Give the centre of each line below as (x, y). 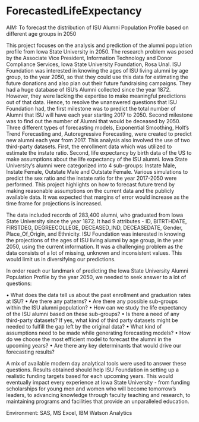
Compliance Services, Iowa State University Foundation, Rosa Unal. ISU (94, 64)
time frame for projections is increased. (54, 203)
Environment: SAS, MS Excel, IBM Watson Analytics (69, 412)
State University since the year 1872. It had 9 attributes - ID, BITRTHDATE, (97, 221)
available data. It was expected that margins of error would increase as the (97, 197)
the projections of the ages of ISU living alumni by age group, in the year (95, 240)
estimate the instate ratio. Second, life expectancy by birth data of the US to (99, 152)
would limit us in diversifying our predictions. (61, 259)
